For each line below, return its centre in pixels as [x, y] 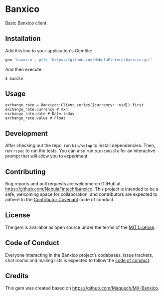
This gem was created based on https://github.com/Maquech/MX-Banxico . [82, 288]
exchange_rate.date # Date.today [40, 114]
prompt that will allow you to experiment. [47, 156]
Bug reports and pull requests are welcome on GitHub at [63, 184]
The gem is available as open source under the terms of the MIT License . [80, 227]
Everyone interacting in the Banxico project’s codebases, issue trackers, [79, 255]
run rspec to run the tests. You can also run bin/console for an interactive [80, 151]
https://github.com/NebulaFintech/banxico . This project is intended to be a [82, 189]
